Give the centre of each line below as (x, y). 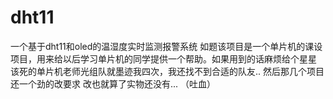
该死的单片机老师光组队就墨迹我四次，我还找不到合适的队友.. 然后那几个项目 (167, 71)
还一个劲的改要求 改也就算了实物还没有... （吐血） (113, 83)
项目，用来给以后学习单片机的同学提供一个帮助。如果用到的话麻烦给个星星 (163, 58)
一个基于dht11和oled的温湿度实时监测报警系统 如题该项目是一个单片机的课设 (166, 46)
